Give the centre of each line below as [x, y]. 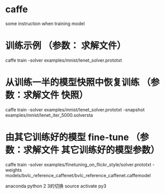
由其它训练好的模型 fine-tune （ [73, 137]
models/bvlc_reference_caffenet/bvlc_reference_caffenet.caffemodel [78, 175]
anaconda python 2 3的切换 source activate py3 [56, 186]
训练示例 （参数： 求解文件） [66, 46]
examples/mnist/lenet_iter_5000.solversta [49, 115]
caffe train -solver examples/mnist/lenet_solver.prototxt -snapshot [75, 110]
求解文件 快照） [56, 95]
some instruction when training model [45, 23]
